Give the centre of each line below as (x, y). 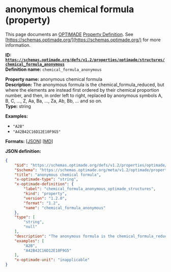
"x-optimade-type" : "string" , (47, 179)
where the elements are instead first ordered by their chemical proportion (82, 90)
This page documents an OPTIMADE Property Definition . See (69, 34)
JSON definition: (23, 151)
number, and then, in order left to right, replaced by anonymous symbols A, (84, 95)
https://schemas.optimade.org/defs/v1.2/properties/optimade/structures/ (85, 60)
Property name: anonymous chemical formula (54, 79)
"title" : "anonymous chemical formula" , (58, 175)
